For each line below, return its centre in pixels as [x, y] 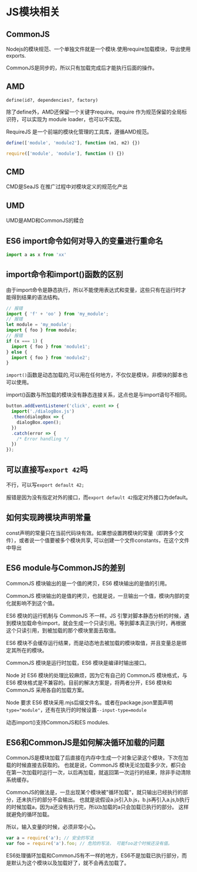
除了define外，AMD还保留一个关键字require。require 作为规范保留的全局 [94, 112]
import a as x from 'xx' [36, 255]
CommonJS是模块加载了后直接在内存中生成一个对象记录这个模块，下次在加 [97, 758]
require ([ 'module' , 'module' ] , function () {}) [65, 154]
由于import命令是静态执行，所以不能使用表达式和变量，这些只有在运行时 [94, 289]
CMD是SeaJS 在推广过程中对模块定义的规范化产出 [67, 187]
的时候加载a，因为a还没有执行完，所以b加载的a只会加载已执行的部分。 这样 [98, 807]
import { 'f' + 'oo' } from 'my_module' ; [57, 314]
